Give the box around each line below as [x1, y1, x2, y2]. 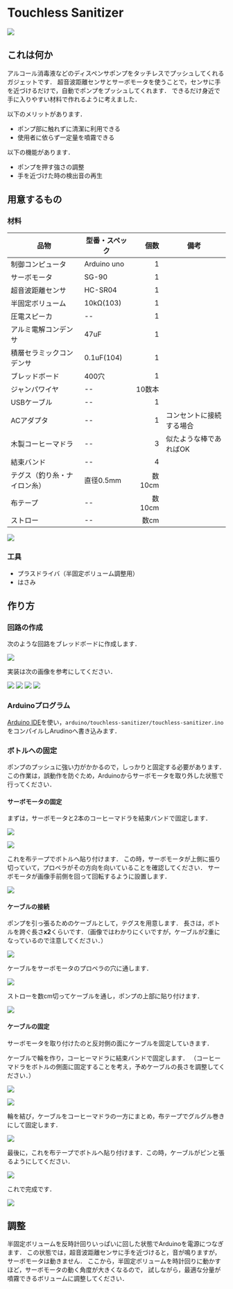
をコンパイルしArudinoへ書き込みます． [7, 727, 121, 735]
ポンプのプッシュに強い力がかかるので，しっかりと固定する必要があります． [7, 763, 225, 771]
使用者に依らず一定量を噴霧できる [17, 133, 115, 142]
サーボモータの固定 [7, 797, 62, 806]
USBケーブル [10, 398, 53, 407]
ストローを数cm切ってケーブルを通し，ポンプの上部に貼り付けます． [7, 992, 203, 1000]
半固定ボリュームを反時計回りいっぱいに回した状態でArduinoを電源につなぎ [7, 1240, 224, 1248]
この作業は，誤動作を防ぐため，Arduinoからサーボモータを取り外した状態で [7, 772, 224, 780]
